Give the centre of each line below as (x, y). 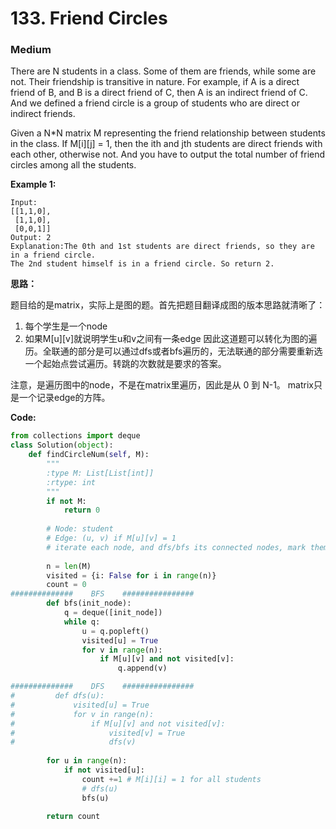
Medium (31, 50)
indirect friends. (43, 114)
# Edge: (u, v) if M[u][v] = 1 (111, 538)
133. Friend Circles (89, 18)
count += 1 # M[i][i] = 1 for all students (171, 779)
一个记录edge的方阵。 (64, 398)
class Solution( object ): (62, 445)
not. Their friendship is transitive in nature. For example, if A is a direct (155, 82)
